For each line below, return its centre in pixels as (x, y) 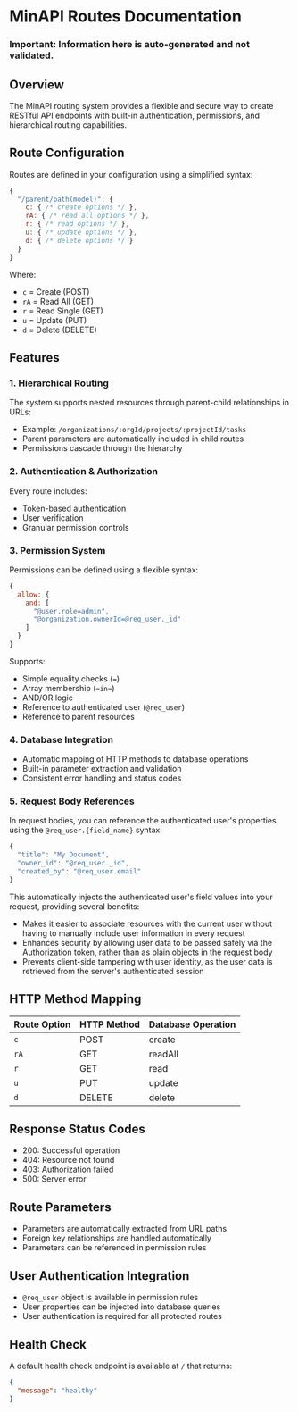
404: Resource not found (68, 1160)
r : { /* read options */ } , (77, 224)
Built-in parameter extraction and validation (102, 769)
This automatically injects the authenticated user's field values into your (141, 897)
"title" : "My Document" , (63, 855)
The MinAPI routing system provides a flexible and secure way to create (141, 105)
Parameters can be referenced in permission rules (114, 1248)
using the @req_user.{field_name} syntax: (86, 830)
